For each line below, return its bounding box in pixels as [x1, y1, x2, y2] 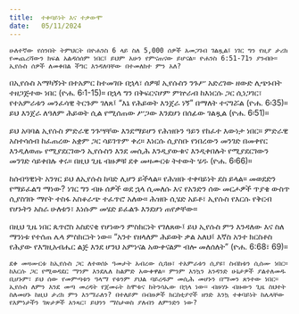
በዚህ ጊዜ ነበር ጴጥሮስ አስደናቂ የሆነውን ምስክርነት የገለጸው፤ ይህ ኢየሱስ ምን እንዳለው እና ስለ [9, 220, 285, 232]
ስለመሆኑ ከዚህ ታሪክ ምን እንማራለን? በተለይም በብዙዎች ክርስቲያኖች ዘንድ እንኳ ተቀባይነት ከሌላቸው [9, 290, 285, 299]
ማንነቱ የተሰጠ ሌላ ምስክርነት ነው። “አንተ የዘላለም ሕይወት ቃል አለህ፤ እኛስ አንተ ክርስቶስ [9, 231, 273, 242]
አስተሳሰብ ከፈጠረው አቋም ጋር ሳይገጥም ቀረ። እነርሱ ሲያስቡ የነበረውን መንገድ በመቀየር [9, 135, 269, 145]
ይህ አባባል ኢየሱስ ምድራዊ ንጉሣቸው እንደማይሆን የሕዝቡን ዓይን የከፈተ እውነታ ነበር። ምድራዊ [9, 125, 288, 136]
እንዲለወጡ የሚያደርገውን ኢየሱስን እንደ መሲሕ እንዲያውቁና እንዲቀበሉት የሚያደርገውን [9, 145, 270, 156]
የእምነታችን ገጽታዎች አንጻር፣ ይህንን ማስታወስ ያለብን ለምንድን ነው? [9, 298, 198, 307]
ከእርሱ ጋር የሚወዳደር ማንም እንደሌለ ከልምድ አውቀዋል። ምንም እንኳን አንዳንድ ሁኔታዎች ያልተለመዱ [9, 267, 286, 276]
